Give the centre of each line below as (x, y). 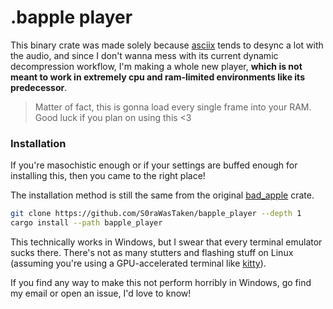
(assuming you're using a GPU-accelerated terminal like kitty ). (138, 263)
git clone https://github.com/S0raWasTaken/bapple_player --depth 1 (156, 214)
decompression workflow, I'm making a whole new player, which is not (156, 66)
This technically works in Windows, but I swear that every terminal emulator (166, 242)
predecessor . (39, 87)
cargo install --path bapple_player (86, 223)
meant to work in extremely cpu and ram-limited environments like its (157, 77)
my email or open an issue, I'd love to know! (101, 293)
